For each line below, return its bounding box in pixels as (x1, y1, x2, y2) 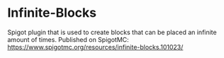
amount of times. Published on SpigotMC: (7, 35, 129, 43)
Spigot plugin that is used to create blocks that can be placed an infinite (7, 28, 218, 36)
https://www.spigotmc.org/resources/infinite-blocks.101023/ (7, 43, 184, 51)
